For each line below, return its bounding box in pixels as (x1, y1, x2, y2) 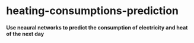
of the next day (6, 30, 44, 37)
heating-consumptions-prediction (6, 4, 179, 18)
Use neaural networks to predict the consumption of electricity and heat (6, 24, 188, 31)
